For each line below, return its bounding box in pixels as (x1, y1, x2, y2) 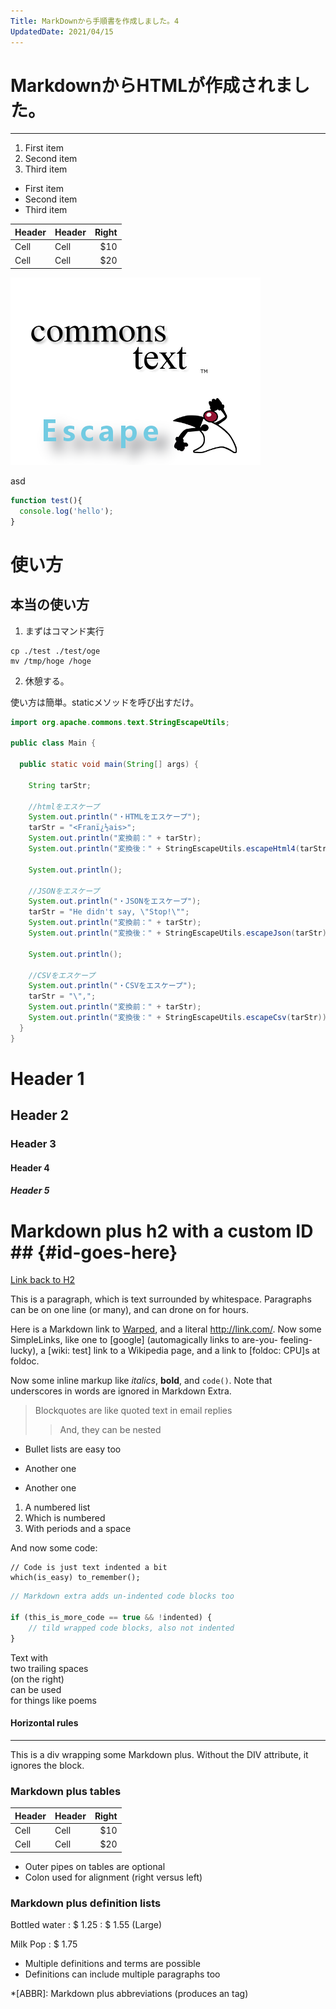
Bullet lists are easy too (24, 1443, 122, 1455)
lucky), (10, 1345, 39, 1357)
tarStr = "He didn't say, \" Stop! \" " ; (28, 907, 190, 917)
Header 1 (10, 1067, 85, 1090)
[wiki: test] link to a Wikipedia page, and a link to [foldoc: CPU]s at (48, 1345, 320, 1357)
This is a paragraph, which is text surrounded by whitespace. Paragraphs (10, 1293, 312, 1305)
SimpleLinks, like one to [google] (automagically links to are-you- (10, 1334, 278, 1346)
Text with (10, 1651, 48, 1664)
